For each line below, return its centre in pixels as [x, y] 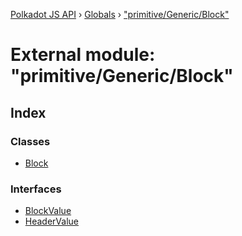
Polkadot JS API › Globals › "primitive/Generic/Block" [120, 14]
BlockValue [48, 211]
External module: [83, 55]
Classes [30, 141]
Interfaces [36, 189]
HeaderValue [52, 221]
